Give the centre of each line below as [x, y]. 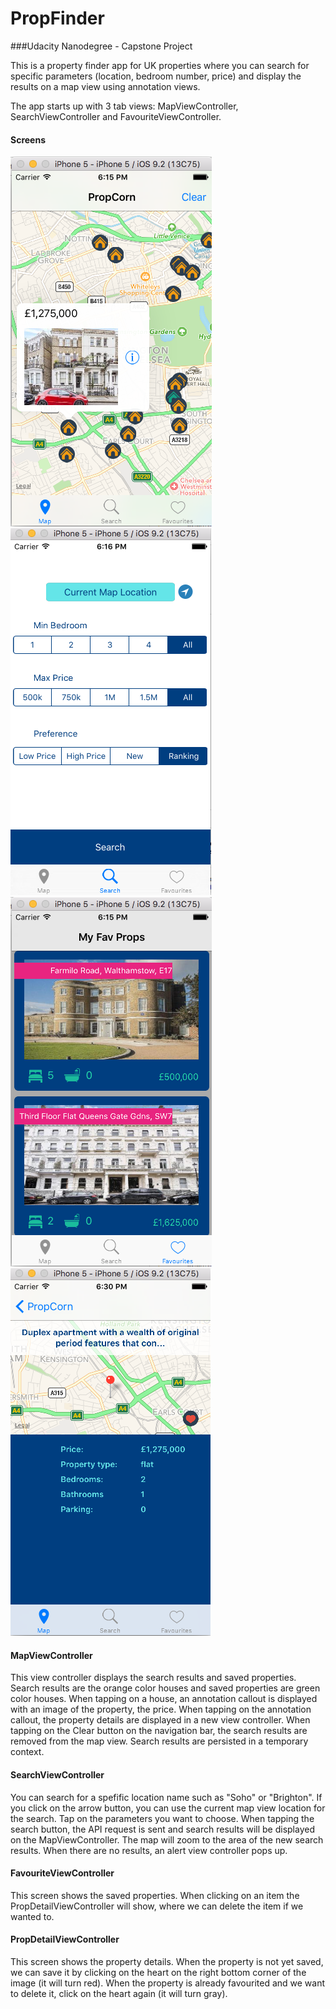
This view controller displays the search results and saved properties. [153, 1678]
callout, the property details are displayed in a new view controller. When [160, 1720]
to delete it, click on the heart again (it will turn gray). [119, 1993]
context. [27, 1752]
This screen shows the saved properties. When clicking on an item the [155, 1895]
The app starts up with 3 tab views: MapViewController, [124, 106]
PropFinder [57, 18]
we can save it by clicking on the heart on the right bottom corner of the [158, 1972]
